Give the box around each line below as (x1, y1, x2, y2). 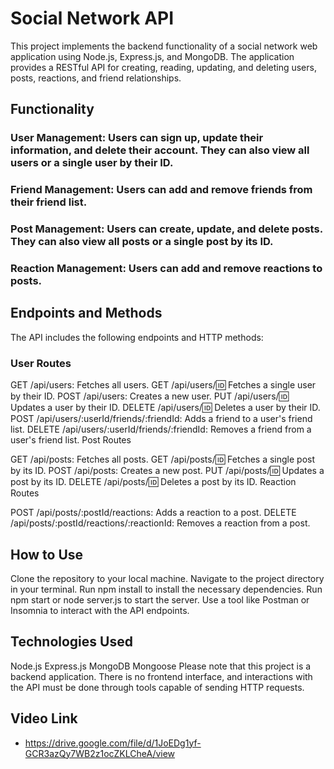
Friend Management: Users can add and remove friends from (10, 183, 313, 197)
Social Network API (10, 7, 175, 30)
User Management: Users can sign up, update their (10, 131, 264, 145)
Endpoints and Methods (10, 305, 163, 322)
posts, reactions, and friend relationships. (10, 72, 182, 84)
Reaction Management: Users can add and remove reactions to (10, 262, 323, 276)
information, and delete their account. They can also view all (10, 143, 310, 157)
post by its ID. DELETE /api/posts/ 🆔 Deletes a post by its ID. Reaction (10, 476, 297, 488)
